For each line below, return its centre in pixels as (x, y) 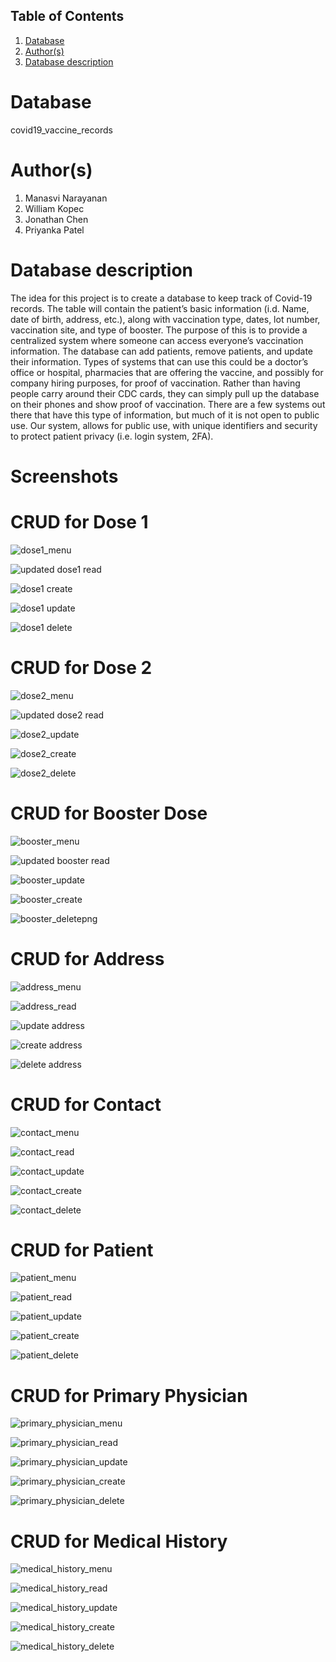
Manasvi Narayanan (66, 198)
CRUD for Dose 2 (81, 667)
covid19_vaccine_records (61, 130)
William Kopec (54, 208)
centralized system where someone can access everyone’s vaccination (157, 340)
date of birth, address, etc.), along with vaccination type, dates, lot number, (165, 319)
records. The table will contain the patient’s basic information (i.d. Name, (160, 308)
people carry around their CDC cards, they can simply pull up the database (165, 393)
